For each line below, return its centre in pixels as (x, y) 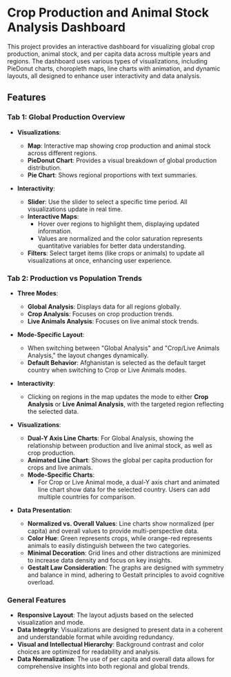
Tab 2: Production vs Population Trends (75, 278)
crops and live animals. (60, 467)
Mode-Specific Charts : (61, 475)
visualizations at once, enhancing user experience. (100, 260)
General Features (37, 600)
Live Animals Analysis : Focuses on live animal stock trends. (113, 321)
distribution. (44, 168)
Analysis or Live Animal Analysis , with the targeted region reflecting (125, 404)
